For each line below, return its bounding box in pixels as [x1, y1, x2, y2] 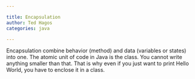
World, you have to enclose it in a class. [6, 66, 105, 74]
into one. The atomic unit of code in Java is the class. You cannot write [6, 54, 182, 61]
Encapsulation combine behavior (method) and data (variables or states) [6, 47, 187, 54]
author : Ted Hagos [6, 19, 53, 26]
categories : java [6, 25, 50, 31]
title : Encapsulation [6, 14, 61, 20]
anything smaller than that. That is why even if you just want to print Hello [6, 60, 189, 67]
